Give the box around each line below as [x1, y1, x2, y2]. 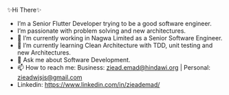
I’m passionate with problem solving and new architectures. [17, 27, 186, 35]
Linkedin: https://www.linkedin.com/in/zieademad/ [17, 81, 160, 88]
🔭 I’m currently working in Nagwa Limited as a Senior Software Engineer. [17, 34, 223, 42]
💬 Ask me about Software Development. [17, 56, 131, 64]
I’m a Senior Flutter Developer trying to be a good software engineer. [17, 20, 212, 27]
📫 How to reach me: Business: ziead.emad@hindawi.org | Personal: [17, 64, 211, 71]
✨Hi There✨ [7, 6, 42, 14]
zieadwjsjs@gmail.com [17, 73, 83, 81]
